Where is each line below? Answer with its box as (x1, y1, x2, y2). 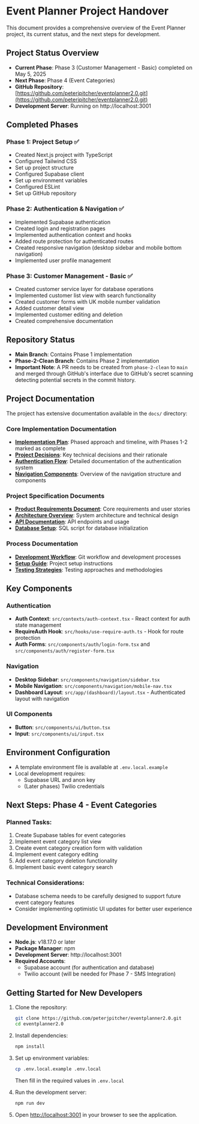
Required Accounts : (14, 957, 66, 965)
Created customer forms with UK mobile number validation (14, 298, 161, 306)
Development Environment (6, 923, 108, 933)
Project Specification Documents (6, 491, 105, 500)
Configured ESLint (14, 183, 61, 191)
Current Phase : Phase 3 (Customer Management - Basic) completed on (14, 64, 193, 71)
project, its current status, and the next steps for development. (6, 30, 161, 37)
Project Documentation (6, 394, 95, 404)
